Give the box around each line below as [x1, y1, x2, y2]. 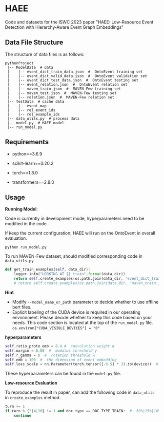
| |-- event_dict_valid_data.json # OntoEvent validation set [7, 74, 147, 78]
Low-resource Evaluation [5, 380, 58, 386]
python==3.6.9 [12, 151, 42, 156]
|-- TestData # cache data [7, 99, 64, 104]
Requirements [5, 138, 49, 146]
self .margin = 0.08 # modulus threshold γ [5, 348, 97, 353]
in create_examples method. [5, 395, 61, 401]
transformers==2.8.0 [12, 179, 55, 185]
